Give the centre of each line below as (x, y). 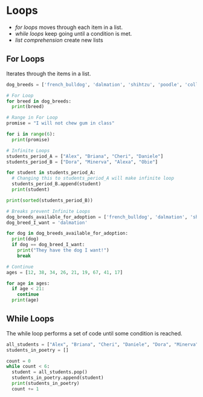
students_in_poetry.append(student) (58, 378)
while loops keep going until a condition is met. (73, 33)
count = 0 (19, 361)
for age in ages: (28, 283)
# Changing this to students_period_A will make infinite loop (93, 179)
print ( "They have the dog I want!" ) (63, 250)
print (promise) (31, 139)
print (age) (25, 300)
